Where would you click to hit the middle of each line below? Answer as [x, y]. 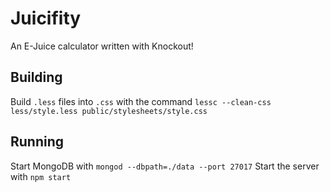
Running [37, 142]
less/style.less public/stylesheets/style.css [109, 111]
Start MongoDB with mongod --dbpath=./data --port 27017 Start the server [165, 166]
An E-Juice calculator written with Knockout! [102, 46]
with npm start [41, 176]
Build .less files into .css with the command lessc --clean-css [141, 101]
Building [36, 77]
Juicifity [46, 18]
